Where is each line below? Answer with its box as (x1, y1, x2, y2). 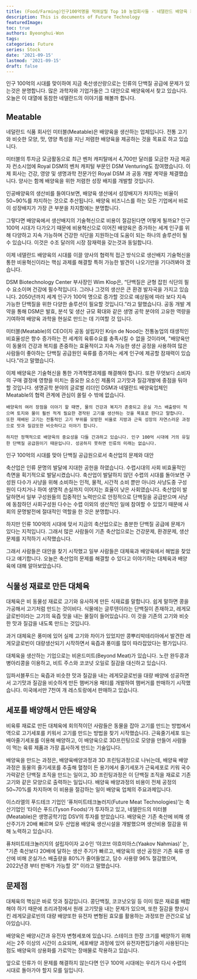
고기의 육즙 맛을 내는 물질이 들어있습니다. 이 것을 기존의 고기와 (36, 612, 178, 619)
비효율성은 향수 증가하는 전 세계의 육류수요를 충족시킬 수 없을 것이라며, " (6, 335, 171, 342)
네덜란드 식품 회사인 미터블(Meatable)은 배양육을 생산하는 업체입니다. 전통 (6, 128, 176, 135)
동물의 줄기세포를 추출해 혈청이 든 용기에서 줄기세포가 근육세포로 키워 (21, 764, 180, 771)
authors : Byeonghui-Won (6, 31, 64, 36)
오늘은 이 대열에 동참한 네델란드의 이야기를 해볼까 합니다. (6, 94, 136, 101)
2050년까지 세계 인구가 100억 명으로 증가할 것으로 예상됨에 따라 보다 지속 (18, 293, 186, 300)
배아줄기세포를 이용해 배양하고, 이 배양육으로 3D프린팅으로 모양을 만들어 (6, 737, 171, 744)
